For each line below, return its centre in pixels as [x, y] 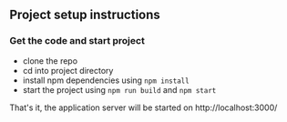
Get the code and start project [77, 41]
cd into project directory [68, 70]
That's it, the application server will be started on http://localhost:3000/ [143, 107]
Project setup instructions [85, 15]
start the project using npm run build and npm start [119, 89]
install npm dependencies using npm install [106, 80]
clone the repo [50, 61]
